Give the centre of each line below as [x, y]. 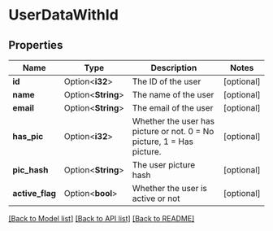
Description [174, 68]
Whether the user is [169, 188]
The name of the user [173, 95]
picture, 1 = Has [162, 142]
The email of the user [173, 108]
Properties [36, 45]
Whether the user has [173, 121]
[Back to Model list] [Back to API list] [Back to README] [102, 218]
